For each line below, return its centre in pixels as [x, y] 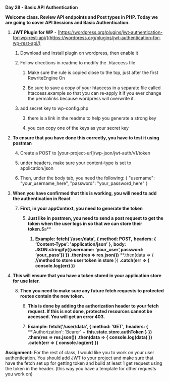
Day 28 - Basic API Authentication [42, 7]
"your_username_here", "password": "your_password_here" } [84, 183]
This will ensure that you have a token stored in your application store [87, 275]
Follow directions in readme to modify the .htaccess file [78, 63]
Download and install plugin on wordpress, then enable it [79, 53]
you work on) [19, 374]
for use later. [26, 281]
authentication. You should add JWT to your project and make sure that [79, 358]
